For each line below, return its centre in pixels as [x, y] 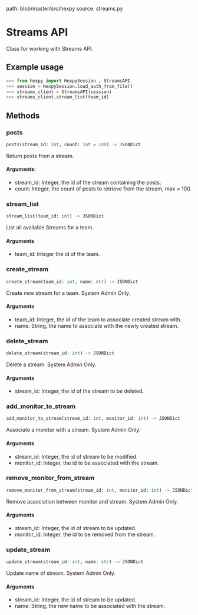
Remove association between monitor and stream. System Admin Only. [92, 501]
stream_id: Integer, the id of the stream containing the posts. [88, 183]
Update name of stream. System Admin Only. [61, 573]
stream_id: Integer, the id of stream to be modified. [76, 456]
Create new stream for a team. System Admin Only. [68, 293]
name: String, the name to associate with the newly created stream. [96, 325]
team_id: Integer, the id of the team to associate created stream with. [98, 319]
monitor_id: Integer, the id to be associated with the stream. [87, 463]
